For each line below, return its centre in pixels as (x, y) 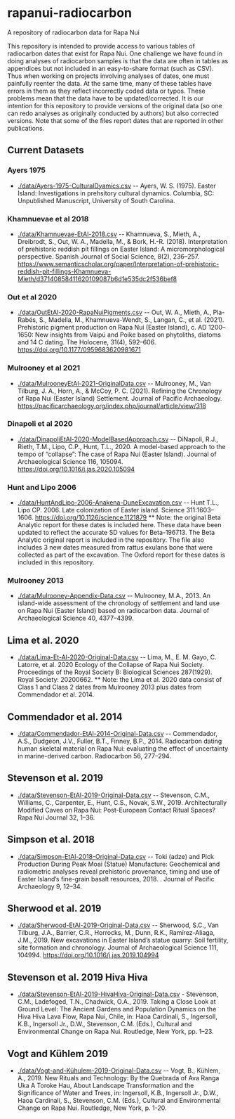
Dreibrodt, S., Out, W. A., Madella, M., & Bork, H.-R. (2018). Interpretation (122, 241)
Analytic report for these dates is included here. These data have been (119, 525)
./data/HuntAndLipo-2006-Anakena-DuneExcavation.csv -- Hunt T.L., (118, 503)
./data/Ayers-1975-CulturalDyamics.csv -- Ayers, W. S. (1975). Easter (116, 186)
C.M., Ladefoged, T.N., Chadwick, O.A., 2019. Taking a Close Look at (116, 1002)
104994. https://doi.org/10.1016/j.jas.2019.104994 (88, 955)
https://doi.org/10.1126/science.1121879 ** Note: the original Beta (128, 517)
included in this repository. (56, 562)
